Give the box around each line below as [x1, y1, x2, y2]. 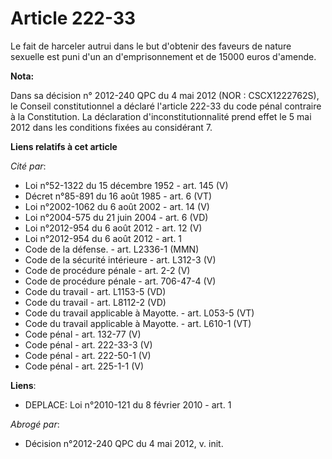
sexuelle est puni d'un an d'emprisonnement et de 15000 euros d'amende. [10, 50, 317, 62]
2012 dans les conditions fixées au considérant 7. [10, 121, 213, 133]
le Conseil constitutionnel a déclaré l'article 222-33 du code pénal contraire [10, 100, 322, 112]
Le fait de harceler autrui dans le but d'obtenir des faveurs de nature [10, 40, 292, 52]
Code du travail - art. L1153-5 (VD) [24, 285, 167, 297]
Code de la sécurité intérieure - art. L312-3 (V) [24, 253, 217, 266]
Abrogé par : [10, 418, 60, 430]
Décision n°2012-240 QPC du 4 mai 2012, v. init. [24, 437, 224, 449]
